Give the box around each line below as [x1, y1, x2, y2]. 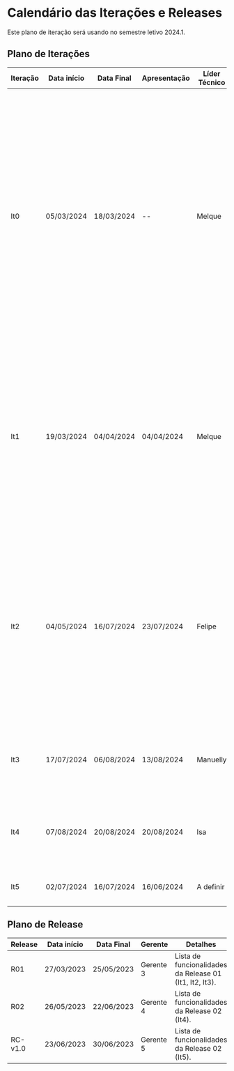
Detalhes [185, 939, 217, 949]
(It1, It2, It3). [175, 977, 217, 987]
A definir [196, 881, 225, 891]
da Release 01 [175, 969, 222, 978]
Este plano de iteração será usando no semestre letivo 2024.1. [7, 28, 186, 36]
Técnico [198, 77, 226, 87]
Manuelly [196, 755, 227, 764]
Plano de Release [7, 918, 84, 931]
